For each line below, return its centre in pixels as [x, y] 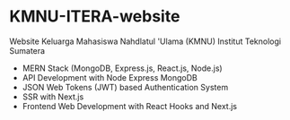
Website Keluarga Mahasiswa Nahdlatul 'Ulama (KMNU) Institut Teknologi [145, 41]
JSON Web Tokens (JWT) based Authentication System [125, 87]
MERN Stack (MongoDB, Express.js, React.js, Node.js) [122, 68]
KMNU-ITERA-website [95, 17]
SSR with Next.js [53, 97]
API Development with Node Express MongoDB [110, 77]
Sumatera [27, 50]
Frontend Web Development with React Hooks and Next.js [130, 106]
